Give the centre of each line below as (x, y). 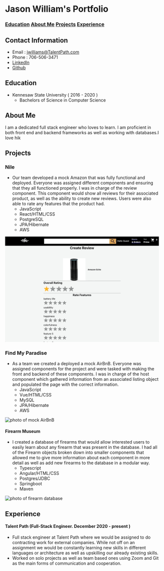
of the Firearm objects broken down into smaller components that (78, 452)
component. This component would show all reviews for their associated (85, 193)
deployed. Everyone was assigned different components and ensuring (83, 183)
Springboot (31, 484)
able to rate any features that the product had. (58, 204)
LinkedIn (21, 62)
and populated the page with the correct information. (65, 385)
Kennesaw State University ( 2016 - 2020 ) (55, 95)
